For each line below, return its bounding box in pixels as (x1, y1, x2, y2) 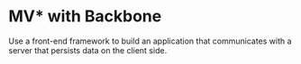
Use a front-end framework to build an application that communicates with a (8, 36, 292, 46)
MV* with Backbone (8, 6, 162, 27)
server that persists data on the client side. (8, 44, 168, 55)
